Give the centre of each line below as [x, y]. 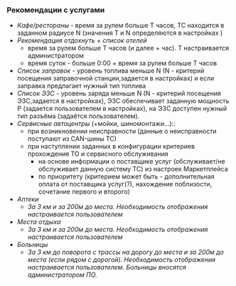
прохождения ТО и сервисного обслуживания [98, 154]
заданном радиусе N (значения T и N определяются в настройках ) [120, 33]
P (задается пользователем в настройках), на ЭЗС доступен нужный [122, 109]
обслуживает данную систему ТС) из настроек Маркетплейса [133, 169]
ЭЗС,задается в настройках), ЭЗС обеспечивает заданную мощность [123, 101]
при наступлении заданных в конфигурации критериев [111, 147]
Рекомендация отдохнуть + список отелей [82, 41]
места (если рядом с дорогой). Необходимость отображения [122, 260]
